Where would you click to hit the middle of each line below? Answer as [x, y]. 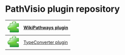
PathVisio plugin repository [62, 9]
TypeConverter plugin [46, 42]
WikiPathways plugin [46, 27]
